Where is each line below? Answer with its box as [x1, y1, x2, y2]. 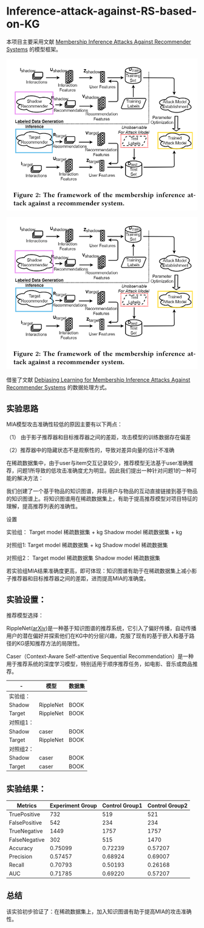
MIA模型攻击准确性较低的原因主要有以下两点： [6, 421, 123, 428]
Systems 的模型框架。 [6, 46, 62, 53]
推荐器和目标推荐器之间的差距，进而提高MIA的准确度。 [11, 575, 150, 582]
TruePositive [8, 810, 41, 818]
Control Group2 [148, 802, 188, 809]
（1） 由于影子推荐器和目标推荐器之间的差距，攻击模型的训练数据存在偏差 [6, 433, 191, 441]
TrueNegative [8, 828, 43, 835]
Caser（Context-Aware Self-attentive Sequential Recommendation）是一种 [6, 652, 194, 660]
